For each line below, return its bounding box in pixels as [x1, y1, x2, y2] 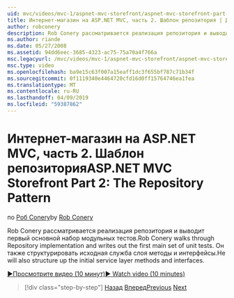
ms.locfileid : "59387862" [7, 101, 82, 108]
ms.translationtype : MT [7, 81, 77, 88]
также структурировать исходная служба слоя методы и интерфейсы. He [7, 249, 226, 257]
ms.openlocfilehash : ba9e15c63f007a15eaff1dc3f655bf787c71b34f [7, 68, 195, 75]
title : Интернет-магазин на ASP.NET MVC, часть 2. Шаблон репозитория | [7, 17, 223, 24]
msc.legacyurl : [7, 56, 52, 63]
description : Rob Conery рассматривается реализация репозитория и [7, 29, 208, 37]
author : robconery [7, 23, 61, 30]
